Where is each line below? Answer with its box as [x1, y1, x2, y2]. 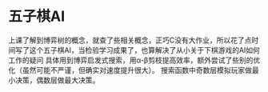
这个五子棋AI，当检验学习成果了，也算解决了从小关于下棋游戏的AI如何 [29, 45, 260, 54]
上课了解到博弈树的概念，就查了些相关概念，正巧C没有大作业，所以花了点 [8, 35, 252, 45]
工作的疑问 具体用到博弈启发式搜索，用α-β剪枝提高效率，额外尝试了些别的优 [8, 55, 261, 65]
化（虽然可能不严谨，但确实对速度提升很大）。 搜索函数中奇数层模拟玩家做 [8, 65, 252, 74]
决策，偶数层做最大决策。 [14, 75, 100, 85]
